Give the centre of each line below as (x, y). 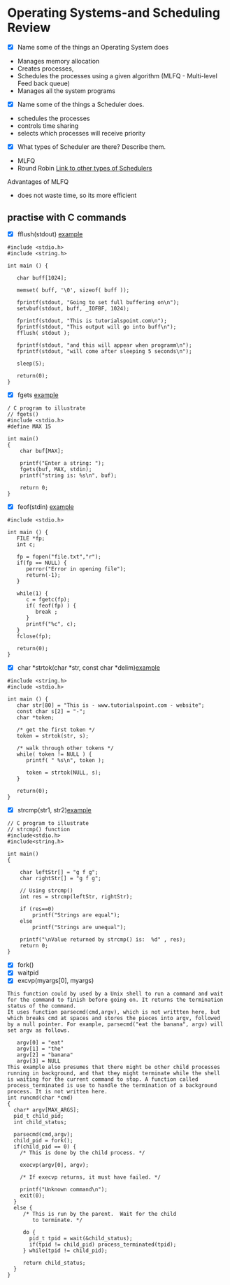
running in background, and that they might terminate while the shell (114, 1074)
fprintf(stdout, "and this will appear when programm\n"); (104, 345)
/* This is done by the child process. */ (82, 1153)
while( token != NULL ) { (54, 754)
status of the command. (42, 1006)
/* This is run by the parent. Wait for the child (100, 1214)
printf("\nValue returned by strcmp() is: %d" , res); (103, 940)
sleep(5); (31, 364)
